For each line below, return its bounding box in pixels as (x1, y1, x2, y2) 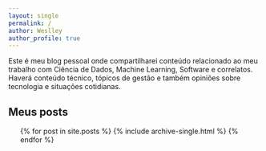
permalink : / (8, 19, 52, 27)
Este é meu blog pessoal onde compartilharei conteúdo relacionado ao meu (8, 56, 258, 66)
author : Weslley (8, 27, 62, 35)
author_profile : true (8, 34, 81, 43)
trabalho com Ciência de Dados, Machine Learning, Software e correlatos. (8, 65, 253, 75)
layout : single (8, 11, 59, 20)
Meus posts (8, 105, 69, 119)
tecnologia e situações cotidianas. (8, 82, 122, 92)
